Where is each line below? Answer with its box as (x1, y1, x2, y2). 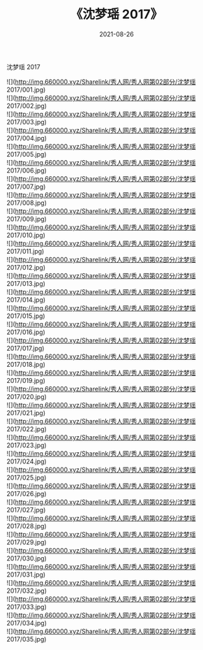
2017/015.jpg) (6, 312, 46, 320)
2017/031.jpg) (6, 570, 46, 579)
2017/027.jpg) (6, 505, 46, 514)
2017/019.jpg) (6, 376, 46, 384)
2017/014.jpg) (6, 295, 46, 304)
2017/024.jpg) (6, 457, 47, 465)
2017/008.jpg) (6, 198, 47, 207)
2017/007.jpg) (6, 182, 46, 191)
